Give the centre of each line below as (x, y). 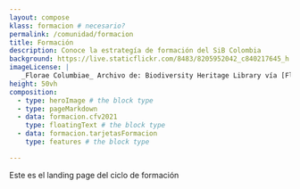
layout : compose (39, 17)
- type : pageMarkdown (58, 109)
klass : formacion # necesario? (67, 26)
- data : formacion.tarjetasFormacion (87, 134)
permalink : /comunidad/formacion (71, 34)
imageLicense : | (39, 68)
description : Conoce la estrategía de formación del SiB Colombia (135, 51)
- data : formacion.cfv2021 (67, 117)
